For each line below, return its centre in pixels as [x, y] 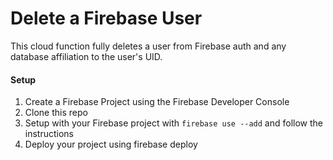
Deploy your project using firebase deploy [111, 144]
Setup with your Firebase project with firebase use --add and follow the [174, 123]
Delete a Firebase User [106, 18]
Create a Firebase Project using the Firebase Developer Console [157, 102]
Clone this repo [56, 113]
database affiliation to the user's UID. [86, 56]
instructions [49, 134]
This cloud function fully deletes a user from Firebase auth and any [148, 46]
